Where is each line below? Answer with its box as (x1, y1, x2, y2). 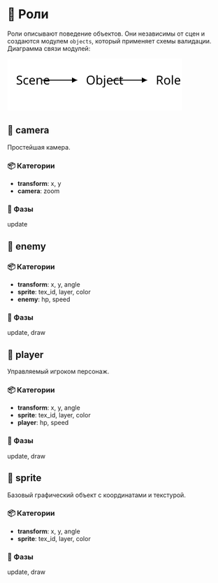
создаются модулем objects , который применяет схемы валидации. (7, 36, 212, 45)
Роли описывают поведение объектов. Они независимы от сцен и (7, 29, 205, 38)
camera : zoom (17, 187, 60, 195)
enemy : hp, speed (17, 295, 71, 303)
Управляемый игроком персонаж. (7, 367, 110, 376)
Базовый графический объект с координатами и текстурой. (7, 491, 187, 499)
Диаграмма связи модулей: (7, 44, 91, 52)
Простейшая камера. (7, 143, 71, 151)
